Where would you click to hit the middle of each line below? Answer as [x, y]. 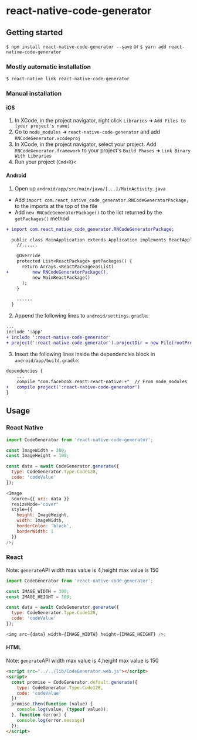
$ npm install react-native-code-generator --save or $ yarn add [86, 46]
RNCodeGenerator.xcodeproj [47, 139]
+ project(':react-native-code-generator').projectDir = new [82, 343]
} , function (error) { [39, 715]
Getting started [35, 33]
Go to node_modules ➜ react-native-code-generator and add [87, 132]
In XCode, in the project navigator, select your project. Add [85, 144]
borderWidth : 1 [35, 531]
